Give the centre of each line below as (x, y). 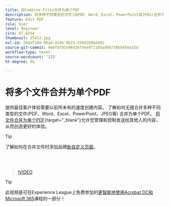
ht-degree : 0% (20, 62)
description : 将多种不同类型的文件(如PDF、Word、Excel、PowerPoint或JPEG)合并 (83, 15)
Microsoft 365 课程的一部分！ (35, 199)
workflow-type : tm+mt (28, 52)
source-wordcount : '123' (31, 57)
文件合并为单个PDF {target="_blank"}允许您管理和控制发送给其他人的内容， (83, 120)
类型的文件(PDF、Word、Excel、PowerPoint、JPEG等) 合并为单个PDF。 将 (83, 114)
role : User (17, 24)
